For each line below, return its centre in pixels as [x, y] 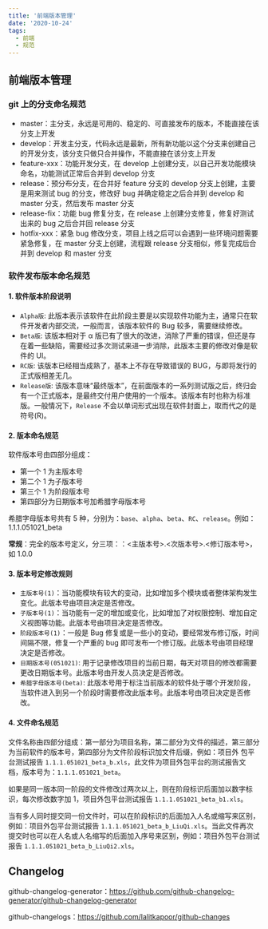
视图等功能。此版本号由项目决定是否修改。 [97, 623]
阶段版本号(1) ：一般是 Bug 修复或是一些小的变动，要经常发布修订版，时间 [139, 633]
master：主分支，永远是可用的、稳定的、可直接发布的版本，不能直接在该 [140, 123]
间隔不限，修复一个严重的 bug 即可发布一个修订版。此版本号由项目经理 [136, 643]
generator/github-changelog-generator [73, 900]
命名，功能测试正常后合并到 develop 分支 [87, 173]
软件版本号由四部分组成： [50, 455]
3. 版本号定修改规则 [41, 574]
